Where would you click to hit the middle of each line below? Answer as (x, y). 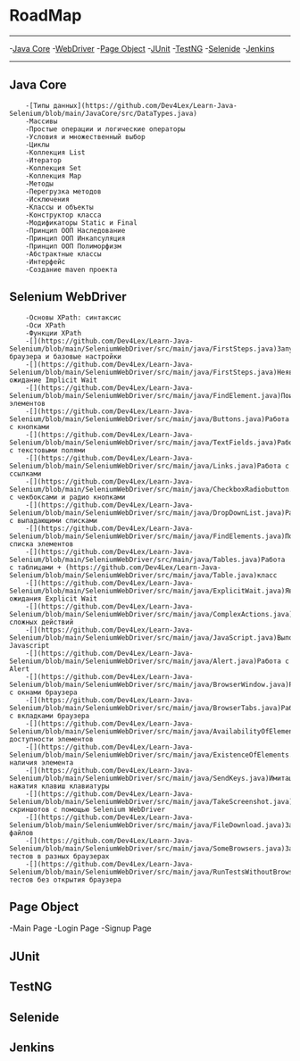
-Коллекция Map (54, 176)
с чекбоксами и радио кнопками (67, 497)
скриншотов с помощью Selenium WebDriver (87, 809)
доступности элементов (51, 739)
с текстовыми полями (48, 450)
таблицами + (40, 568)
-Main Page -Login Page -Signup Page (80, 928)
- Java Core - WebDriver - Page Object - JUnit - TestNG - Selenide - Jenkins (142, 48)
